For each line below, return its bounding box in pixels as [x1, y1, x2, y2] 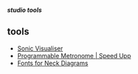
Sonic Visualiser [17, 44, 63, 53]
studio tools [7, 6, 43, 14]
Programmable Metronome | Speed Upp [17, 51, 131, 59]
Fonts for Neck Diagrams [17, 59, 88, 67]
